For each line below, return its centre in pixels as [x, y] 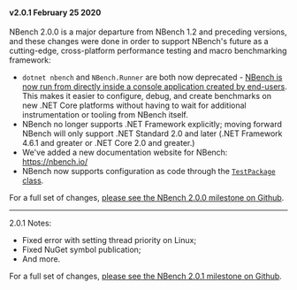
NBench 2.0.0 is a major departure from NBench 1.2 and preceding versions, [148, 32]
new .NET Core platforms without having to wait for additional [134, 105]
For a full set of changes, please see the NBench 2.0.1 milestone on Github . [146, 276]
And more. [41, 259]
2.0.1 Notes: [30, 223]
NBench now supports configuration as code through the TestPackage [148, 172]
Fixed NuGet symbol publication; [81, 250]
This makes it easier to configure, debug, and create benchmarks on [147, 96]
